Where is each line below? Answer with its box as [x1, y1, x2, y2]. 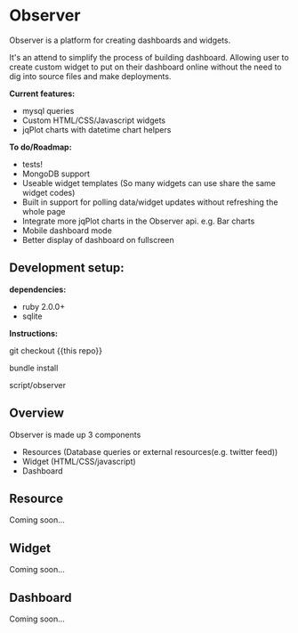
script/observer [9, 379, 67, 390]
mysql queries [21, 105, 75, 116]
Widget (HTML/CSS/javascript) [21, 456, 136, 467]
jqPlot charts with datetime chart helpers [21, 124, 172, 134]
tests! [21, 158, 43, 169]
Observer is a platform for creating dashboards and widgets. [9, 35, 231, 45]
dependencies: [9, 284, 67, 295]
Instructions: [9, 328, 59, 338]
